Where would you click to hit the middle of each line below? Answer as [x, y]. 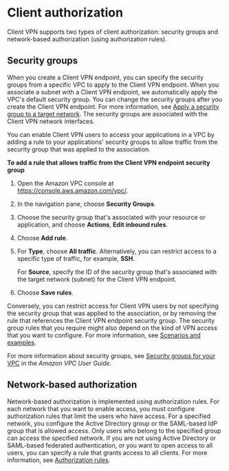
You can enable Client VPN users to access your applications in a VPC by [111, 134]
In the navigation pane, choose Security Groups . [86, 204]
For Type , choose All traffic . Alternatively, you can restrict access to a [117, 251]
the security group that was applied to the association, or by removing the [112, 313]
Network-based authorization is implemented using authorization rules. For [113, 401]
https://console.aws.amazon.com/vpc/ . [73, 190]
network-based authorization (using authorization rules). [87, 39]
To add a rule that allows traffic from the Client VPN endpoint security [109, 163]
